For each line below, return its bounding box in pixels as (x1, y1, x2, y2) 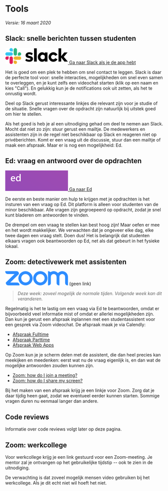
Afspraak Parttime (12, 337, 50, 343)
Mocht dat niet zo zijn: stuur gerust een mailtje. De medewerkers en (5, 126, 145, 132)
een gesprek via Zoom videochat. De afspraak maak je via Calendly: (5, 322, 146, 328)
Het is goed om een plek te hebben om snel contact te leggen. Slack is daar (5, 69, 162, 75)
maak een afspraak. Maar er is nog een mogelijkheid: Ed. (5, 142, 123, 148)
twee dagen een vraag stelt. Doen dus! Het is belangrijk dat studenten (5, 232, 150, 238)
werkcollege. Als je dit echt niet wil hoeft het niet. (5, 480, 107, 486)
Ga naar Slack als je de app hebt (69, 59, 136, 65)
